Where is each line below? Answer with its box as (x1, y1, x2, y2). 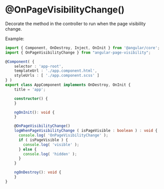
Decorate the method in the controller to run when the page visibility (5, 21, 146, 27)
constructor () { (14, 96, 48, 101)
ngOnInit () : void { (14, 110, 55, 115)
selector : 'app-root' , (14, 64, 64, 69)
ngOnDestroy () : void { (14, 170, 61, 175)
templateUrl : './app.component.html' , (14, 68, 97, 74)
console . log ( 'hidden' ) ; (23, 151, 77, 156)
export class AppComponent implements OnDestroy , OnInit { (5, 82, 131, 88)
